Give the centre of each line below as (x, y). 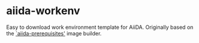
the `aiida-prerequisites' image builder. (54, 33)
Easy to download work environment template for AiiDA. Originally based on (100, 27)
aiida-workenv (43, 11)
